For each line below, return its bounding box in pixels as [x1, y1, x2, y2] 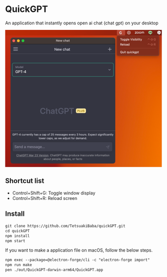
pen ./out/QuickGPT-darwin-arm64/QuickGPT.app [5, 267, 103, 272]
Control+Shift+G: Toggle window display [12, 190, 95, 196]
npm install [5, 233, 30, 238]
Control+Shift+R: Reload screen [12, 195, 78, 201]
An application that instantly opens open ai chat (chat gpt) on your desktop [5, 20, 159, 26]
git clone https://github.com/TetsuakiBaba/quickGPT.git [5, 223, 126, 228]
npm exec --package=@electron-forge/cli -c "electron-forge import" [5, 257, 150, 262]
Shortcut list [5, 177, 45, 185]
